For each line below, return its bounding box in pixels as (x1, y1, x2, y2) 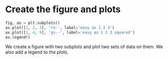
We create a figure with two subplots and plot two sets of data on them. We (5, 44, 163, 50)
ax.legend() (5, 35, 30, 40)
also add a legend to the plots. (5, 49, 69, 55)
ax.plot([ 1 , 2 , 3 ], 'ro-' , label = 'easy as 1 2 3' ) (5, 25, 115, 30)
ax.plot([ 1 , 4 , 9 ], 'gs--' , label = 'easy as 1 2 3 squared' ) (5, 29, 136, 35)
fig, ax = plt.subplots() (5, 20, 60, 25)
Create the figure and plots (5, 4, 121, 15)
